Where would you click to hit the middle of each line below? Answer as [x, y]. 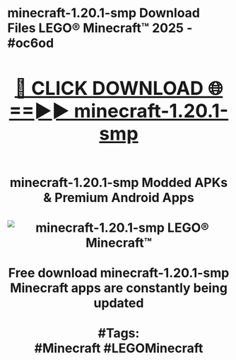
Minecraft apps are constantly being [119, 288]
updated [119, 303]
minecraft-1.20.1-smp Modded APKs [119, 182]
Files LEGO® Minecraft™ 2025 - [100, 28]
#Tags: [119, 333]
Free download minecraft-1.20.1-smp [119, 272]
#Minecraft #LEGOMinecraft [119, 348]
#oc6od [31, 43]
